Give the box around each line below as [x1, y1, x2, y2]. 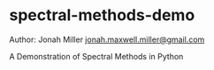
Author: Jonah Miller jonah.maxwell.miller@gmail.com [9, 34, 205, 45]
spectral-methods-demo [9, 5, 195, 25]
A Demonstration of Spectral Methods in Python [9, 51, 184, 61]
